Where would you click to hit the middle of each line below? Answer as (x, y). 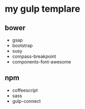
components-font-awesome (42, 62)
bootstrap (22, 46)
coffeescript (25, 90)
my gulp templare (42, 9)
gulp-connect (26, 101)
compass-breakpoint (34, 56)
